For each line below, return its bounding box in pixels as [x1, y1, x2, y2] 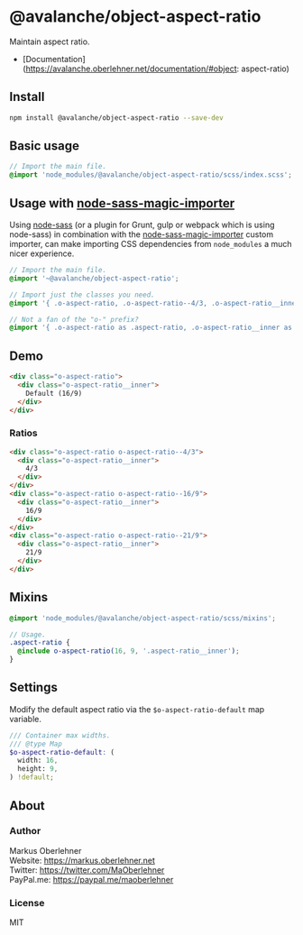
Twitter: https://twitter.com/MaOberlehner [9, 864, 165, 875]
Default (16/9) [25, 389, 83, 398]
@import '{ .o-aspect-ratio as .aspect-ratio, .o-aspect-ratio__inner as [9, 323, 293, 333]
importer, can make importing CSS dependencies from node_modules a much [9, 239, 292, 249]
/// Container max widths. [9, 730, 111, 740]
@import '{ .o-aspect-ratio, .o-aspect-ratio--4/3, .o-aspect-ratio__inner [9, 298, 300, 307]
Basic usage [9, 138, 79, 154]
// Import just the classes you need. [9, 290, 155, 299]
